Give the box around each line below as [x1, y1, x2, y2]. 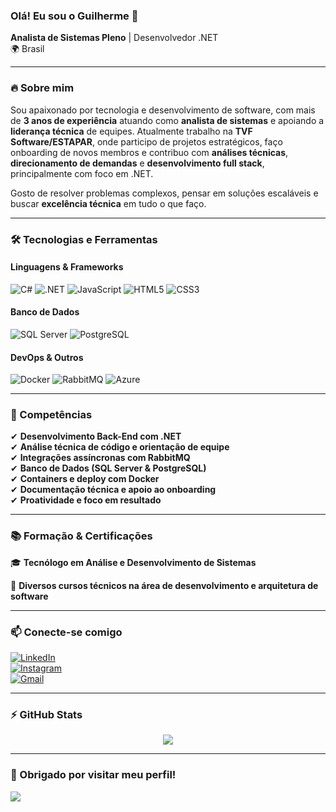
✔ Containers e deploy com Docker [10, 473, 160, 485]
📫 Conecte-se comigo [10, 625, 123, 639]
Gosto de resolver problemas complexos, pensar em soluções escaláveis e [10, 187, 319, 199]
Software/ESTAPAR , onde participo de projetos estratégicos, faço [10, 135, 283, 148]
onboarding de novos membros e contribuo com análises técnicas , [10, 146, 289, 158]
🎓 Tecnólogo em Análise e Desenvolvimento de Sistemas [10, 556, 257, 568]
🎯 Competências [10, 408, 93, 422]
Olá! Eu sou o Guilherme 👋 [10, 9, 139, 23]
